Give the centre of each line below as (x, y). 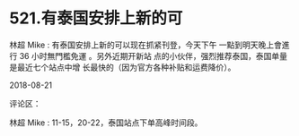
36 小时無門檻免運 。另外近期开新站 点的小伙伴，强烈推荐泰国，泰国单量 (154, 55)
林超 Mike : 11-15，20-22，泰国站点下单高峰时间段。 (106, 123)
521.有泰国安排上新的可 (96, 18)
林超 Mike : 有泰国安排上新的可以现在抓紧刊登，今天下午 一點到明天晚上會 (146, 45)
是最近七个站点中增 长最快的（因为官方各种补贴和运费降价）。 (123, 67)
